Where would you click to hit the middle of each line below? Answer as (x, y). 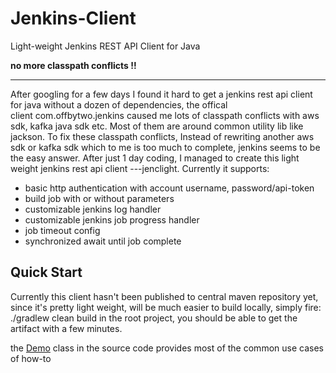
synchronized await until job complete (103, 241)
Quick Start (46, 272)
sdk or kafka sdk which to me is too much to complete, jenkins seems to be (165, 147)
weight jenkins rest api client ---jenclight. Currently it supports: (140, 168)
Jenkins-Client (73, 18)
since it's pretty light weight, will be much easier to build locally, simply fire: (166, 307)
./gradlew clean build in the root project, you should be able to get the (154, 318)
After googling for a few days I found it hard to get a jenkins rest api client (161, 94)
